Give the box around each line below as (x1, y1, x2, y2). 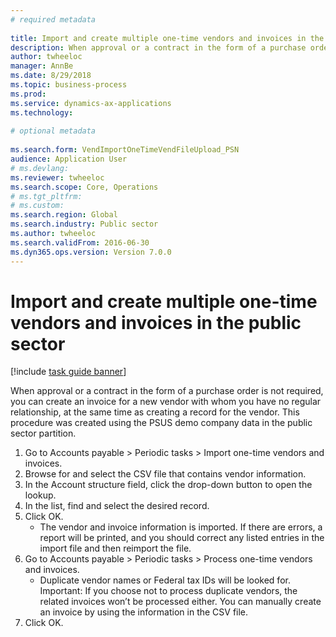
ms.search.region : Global (10, 210, 118, 220)
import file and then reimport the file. (39, 542, 192, 555)
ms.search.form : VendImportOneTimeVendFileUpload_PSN (10, 145, 240, 155)
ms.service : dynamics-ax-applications (10, 98, 172, 108)
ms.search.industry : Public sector (10, 219, 159, 230)
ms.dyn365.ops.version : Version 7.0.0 (10, 247, 172, 257)
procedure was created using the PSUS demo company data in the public (10, 417, 313, 429)
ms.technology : (10, 107, 74, 118)
